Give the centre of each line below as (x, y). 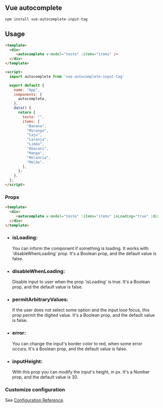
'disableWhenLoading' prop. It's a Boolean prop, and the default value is (84, 253)
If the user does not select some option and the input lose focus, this (81, 310)
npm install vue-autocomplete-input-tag (47, 19)
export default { (27, 85)
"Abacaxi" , (38, 149)
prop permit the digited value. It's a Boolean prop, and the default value (83, 315)
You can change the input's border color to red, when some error (77, 343)
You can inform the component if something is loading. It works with (80, 248)
